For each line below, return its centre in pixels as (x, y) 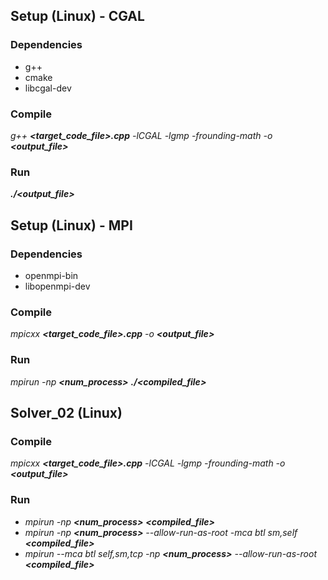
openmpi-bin (51, 275)
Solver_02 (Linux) (66, 412)
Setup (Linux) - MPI (71, 225)
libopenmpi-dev (57, 286)
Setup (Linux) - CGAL (77, 16)
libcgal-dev (48, 88)
